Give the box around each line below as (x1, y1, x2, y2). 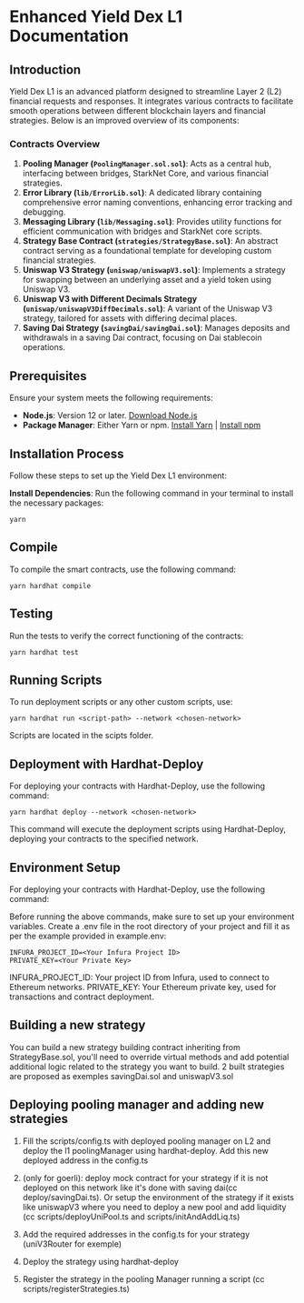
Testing (9, 606, 54, 622)
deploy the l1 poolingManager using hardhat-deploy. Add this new (22, 1145, 270, 1156)
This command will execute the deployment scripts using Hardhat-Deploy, (9, 824, 286, 835)
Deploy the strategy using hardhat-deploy (22, 1256, 180, 1267)
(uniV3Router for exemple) (22, 1238, 123, 1249)
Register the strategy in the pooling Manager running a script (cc (22, 1273, 265, 1284)
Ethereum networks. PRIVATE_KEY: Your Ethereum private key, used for (9, 981, 277, 992)
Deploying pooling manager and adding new (9, 1098, 265, 1113)
